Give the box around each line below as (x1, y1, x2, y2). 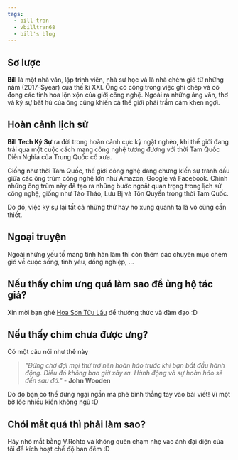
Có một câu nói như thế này (7, 348, 89, 356)
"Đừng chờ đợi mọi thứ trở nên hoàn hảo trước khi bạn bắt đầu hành (24, 361, 225, 370)
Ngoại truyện (7, 231, 67, 243)
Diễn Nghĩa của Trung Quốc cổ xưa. (7, 152, 112, 161)
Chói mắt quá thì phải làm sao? (7, 418, 146, 430)
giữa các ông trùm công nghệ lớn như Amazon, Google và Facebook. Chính (7, 173, 228, 182)
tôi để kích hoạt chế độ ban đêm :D (7, 445, 110, 454)
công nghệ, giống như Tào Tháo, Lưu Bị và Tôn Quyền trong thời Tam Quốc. (7, 189, 229, 198)
